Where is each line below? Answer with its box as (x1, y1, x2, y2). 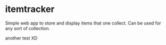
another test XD (5, 35, 37, 41)
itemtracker (5, 3, 55, 15)
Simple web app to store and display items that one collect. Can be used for (5, 20, 161, 26)
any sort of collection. (5, 25, 50, 31)
